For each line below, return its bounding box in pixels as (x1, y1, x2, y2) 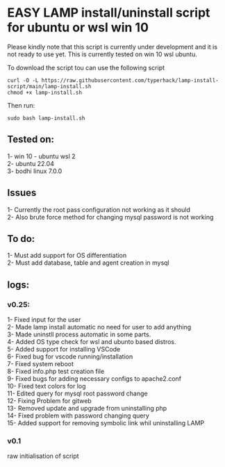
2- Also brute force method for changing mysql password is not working (7, 213, 214, 221)
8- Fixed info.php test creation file (7, 367, 105, 376)
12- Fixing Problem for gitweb (7, 397, 92, 405)
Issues (7, 187, 37, 199)
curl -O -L (7, 76, 39, 84)
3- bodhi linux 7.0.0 (7, 167, 62, 175)
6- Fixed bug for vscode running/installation (7, 352, 133, 361)
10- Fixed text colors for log (7, 382, 86, 391)
